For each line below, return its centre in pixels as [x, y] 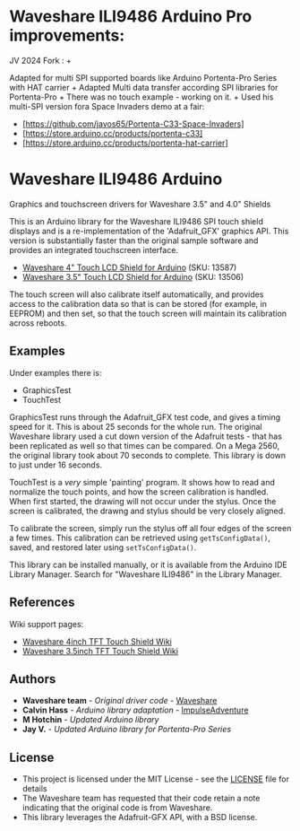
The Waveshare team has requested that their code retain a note [141, 798]
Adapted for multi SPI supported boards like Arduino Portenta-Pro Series [143, 77]
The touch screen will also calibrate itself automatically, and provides [137, 294]
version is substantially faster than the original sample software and [134, 241]
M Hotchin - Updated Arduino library [90, 720]
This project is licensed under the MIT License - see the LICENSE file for [155, 779]
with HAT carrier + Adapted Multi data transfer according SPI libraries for [144, 87]
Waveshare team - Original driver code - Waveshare [120, 701]
